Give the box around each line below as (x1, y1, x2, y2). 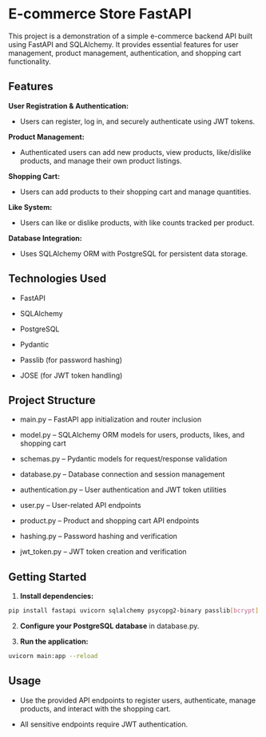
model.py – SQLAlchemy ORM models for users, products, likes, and (19, 430, 245, 440)
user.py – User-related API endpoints (19, 501, 141, 510)
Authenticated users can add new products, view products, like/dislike (19, 147, 252, 157)
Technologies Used (8, 272, 106, 286)
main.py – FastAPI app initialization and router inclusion (19, 414, 202, 424)
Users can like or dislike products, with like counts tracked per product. (19, 217, 255, 228)
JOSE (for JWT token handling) (19, 370, 123, 380)
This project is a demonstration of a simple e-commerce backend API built (8, 31, 253, 41)
